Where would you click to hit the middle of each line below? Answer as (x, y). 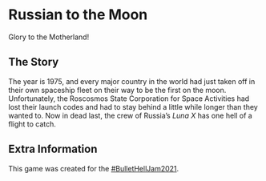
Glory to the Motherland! (49, 37)
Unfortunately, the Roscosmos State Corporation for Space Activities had (129, 99)
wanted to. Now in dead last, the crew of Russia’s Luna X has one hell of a (130, 115)
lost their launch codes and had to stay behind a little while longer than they (133, 107)
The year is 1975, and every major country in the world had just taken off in (132, 81)
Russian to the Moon (78, 15)
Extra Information (53, 149)
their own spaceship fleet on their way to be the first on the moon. (117, 90)
